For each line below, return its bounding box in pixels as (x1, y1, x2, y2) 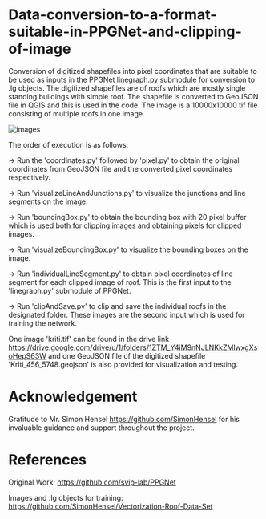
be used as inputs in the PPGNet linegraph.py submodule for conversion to (8, 75, 255, 84)
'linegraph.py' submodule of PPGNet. (8, 286, 131, 295)
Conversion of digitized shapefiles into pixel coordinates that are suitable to (8, 66, 258, 75)
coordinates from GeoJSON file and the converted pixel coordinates (8, 164, 233, 173)
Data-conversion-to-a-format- (8, 6, 217, 24)
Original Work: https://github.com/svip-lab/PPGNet (8, 477, 176, 487)
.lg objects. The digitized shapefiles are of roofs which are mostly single (8, 83, 246, 93)
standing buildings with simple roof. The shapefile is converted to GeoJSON (8, 91, 259, 101)
